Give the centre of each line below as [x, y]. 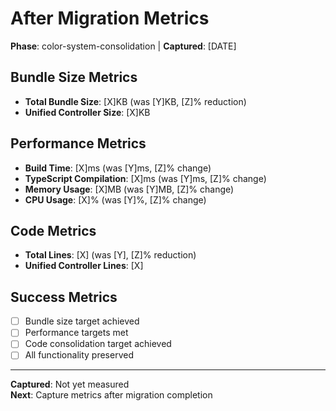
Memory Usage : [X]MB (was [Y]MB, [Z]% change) [129, 189]
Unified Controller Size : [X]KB [87, 112]
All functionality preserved [79, 355]
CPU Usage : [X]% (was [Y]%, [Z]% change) [115, 199]
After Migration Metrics [110, 18]
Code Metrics [53, 230]
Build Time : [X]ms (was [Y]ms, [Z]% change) [118, 168]
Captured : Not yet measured [70, 384]
